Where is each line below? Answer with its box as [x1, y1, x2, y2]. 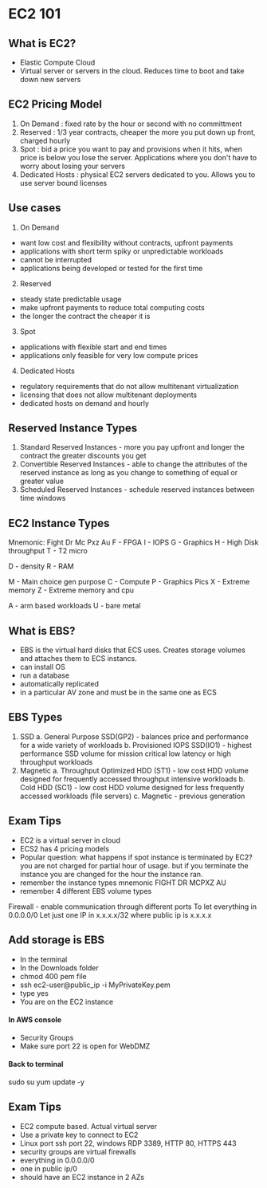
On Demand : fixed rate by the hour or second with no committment [19, 119, 242, 128]
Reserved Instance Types [8, 422, 138, 435]
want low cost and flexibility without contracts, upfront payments [19, 238, 234, 247]
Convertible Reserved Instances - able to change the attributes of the [19, 459, 248, 469]
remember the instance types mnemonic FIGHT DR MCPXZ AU [19, 878, 227, 887]
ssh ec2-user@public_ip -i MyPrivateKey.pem [19, 980, 171, 989]
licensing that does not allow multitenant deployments [19, 390, 198, 399]
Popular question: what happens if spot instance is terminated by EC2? [19, 852, 253, 862]
